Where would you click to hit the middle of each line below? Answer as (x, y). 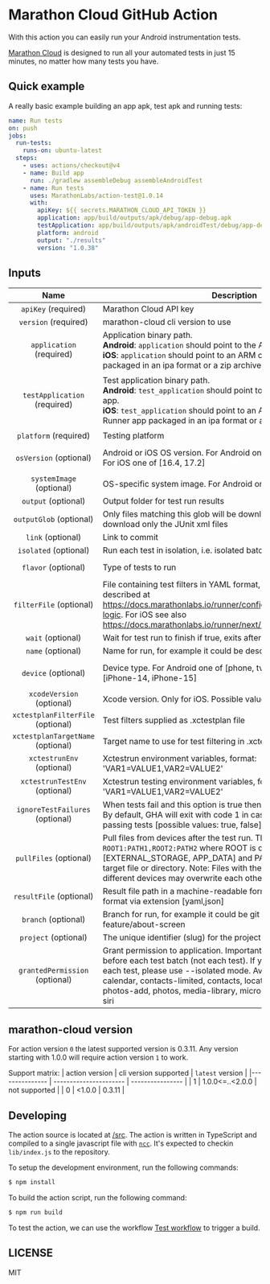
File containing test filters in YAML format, (182, 585)
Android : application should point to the (180, 345)
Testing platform (133, 436)
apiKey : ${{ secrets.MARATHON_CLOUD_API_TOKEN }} (122, 211)
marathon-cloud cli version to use (167, 322)
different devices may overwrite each (173, 879)
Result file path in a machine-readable (175, 891)
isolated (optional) (53, 550)
